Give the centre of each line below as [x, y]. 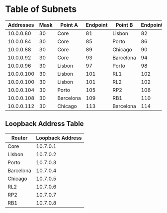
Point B [124, 25]
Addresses [21, 25]
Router [19, 138]
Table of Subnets [41, 9]
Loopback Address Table [44, 124]
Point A [69, 25]
